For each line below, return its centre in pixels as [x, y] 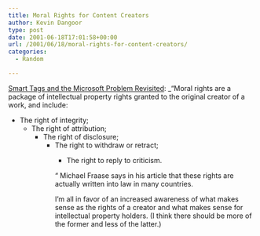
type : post [26, 30]
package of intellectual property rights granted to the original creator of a [126, 96]
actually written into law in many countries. [124, 183]
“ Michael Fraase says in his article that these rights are [144, 175]
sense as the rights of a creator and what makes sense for [149, 207]
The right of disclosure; [81, 136]
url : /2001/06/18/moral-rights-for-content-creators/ [98, 45]
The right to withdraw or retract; [106, 145]
